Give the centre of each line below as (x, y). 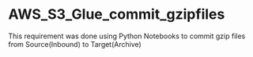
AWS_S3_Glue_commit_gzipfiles (117, 14)
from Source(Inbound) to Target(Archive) (75, 44)
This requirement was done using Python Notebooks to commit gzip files (127, 36)
